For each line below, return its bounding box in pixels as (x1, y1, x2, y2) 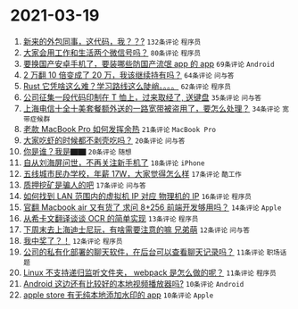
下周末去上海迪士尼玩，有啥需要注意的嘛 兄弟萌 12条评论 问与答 (22, 224, 251, 235)
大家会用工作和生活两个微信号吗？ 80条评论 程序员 (22, 46, 202, 58)
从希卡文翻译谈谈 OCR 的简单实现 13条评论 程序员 (22, 213, 199, 223)
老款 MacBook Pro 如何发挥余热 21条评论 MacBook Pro (22, 123, 217, 134)
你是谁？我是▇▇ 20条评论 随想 (22, 146, 132, 156)
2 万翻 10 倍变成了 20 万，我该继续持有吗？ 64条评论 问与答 (22, 69, 235, 80)
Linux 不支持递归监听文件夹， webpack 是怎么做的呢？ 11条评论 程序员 (22, 267, 277, 278)
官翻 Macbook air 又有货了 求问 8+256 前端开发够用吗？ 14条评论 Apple (22, 202, 282, 213)
